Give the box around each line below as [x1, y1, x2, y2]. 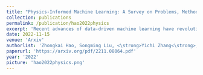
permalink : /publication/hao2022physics [6, 20, 110, 26]
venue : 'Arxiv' [6, 37, 45, 43]
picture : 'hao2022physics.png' [6, 59, 85, 65]
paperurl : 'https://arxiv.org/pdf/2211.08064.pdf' [6, 48, 137, 54]
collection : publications [6, 15, 71, 21]
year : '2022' [6, 54, 39, 60]
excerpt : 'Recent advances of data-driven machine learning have [6, 25, 174, 32]
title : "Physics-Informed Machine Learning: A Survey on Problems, [6, 8, 180, 15]
